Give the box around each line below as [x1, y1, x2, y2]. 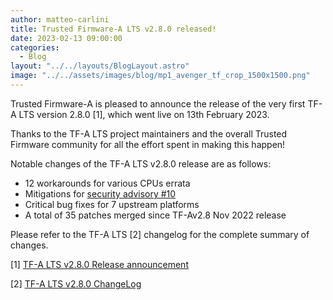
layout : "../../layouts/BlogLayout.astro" [10, 61, 190, 71]
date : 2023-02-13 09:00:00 [10, 33, 123, 43]
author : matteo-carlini [10, 14, 110, 25]
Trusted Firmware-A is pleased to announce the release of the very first [10, 97, 306, 110]
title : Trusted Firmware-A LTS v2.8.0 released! [10, 24, 217, 34]
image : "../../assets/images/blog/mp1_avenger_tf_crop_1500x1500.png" [10, 71, 311, 81]
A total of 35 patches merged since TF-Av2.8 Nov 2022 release [24, 209, 287, 221]
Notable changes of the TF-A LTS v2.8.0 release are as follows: [10, 157, 272, 170]
